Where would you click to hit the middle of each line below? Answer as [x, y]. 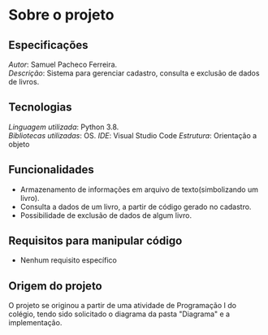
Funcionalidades [52, 170]
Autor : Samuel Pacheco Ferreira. [63, 64]
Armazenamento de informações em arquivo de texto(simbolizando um [139, 189]
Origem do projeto [56, 286]
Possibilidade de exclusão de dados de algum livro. [106, 215]
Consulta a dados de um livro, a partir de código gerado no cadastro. [136, 207]
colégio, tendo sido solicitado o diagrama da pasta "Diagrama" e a [119, 314]
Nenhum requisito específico [69, 260]
